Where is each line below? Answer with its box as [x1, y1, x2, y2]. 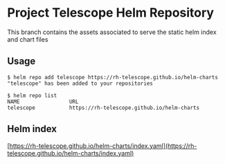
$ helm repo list [7, 92, 57, 99]
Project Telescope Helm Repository [7, 5, 215, 21]
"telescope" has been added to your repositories [7, 80, 154, 87]
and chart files [7, 35, 48, 43]
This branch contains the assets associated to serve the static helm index [7, 28, 217, 36]
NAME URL [7, 98, 79, 105]
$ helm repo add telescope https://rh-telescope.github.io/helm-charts [7, 74, 218, 81]
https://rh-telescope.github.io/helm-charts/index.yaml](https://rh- [9, 141, 197, 150]
